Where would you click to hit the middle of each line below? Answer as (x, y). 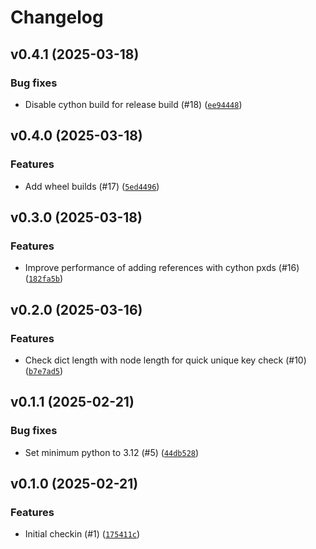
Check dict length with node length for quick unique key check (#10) (165, 360)
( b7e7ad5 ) (44, 370)
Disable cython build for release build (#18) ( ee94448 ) (133, 104)
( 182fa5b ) (44, 278)
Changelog (57, 17)
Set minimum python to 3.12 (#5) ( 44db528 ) (112, 452)
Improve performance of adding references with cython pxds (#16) (162, 268)
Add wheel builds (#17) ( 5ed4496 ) (92, 186)
